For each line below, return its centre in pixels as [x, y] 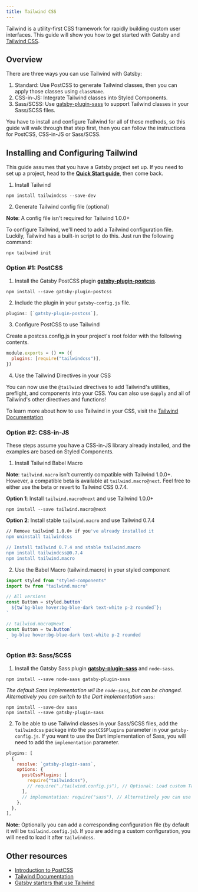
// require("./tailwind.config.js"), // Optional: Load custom [106, 786]
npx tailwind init [29, 253]
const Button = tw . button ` [39, 629]
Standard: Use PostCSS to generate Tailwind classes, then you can [96, 85]
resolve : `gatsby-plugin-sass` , [56, 764]
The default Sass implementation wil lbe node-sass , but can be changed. [94, 690]
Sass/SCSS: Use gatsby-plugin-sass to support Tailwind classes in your [102, 104]
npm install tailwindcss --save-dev [51, 196]
